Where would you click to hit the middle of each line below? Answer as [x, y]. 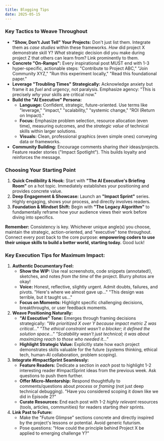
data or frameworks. [40, 141]
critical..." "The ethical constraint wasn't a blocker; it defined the [85, 329]
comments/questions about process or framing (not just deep [82, 386]
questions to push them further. [51, 376]
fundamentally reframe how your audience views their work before [80, 212]
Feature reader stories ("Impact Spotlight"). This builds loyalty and [79, 152]
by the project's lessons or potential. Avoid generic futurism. [80, 423]
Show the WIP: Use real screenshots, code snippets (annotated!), [86, 271]
